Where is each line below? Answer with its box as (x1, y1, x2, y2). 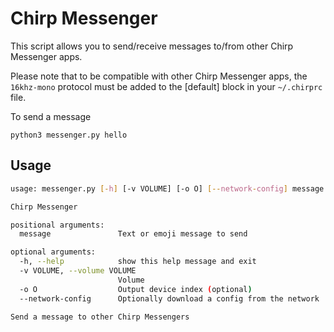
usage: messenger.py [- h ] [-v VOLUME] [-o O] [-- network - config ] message (10, 183, 325, 194)
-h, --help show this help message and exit (19, 257, 257, 267)
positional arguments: (10, 220, 105, 230)
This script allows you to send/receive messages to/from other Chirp (10, 40, 294, 52)
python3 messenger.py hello (10, 130, 128, 140)
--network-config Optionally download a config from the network (19, 293, 320, 304)
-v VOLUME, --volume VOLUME (19, 266, 137, 276)
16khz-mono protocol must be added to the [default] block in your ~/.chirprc (10, 80, 323, 92)
